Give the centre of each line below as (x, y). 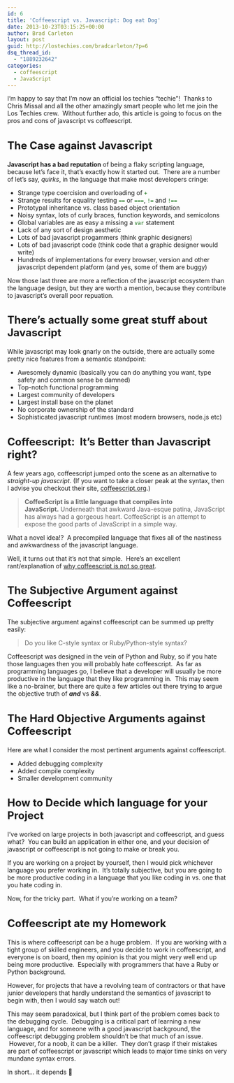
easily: (17, 629)
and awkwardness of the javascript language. (73, 545)
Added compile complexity (56, 770)
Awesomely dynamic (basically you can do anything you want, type (114, 373)
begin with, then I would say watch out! (64, 1000)
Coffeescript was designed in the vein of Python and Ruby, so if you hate (112, 657)
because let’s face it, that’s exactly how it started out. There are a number (114, 171)
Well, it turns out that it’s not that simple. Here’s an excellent (94, 558)
